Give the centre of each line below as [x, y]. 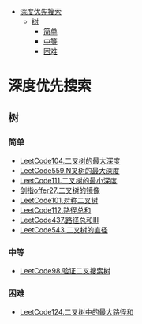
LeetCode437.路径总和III [59, 220]
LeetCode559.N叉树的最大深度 [69, 170]
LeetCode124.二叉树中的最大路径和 [77, 312]
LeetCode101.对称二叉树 [59, 200]
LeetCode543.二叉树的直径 [64, 230]
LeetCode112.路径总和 [55, 210]
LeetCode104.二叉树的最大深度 [70, 160]
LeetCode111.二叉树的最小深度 [68, 180]
